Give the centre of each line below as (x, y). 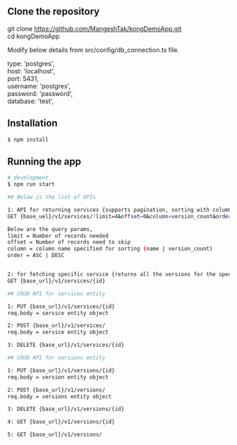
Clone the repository (54, 12)
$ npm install (28, 140)
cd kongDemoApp (34, 36)
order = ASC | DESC (36, 256)
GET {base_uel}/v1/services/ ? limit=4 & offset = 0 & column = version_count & (112, 216)
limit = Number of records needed (58, 236)
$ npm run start (31, 184)
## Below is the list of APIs (52, 197)
